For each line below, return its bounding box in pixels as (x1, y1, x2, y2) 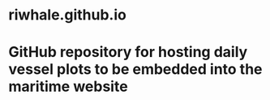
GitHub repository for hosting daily (8, 43, 248, 62)
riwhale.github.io (8, 6, 127, 24)
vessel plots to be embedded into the (8, 60, 263, 79)
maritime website (8, 77, 128, 96)
